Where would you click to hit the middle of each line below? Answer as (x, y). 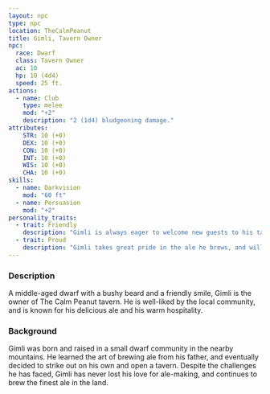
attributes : (28, 128)
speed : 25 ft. (39, 83)
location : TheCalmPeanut (50, 31)
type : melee (43, 105)
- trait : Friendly (47, 225)
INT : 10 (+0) (45, 158)
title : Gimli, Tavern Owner (55, 38)
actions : (23, 90)
